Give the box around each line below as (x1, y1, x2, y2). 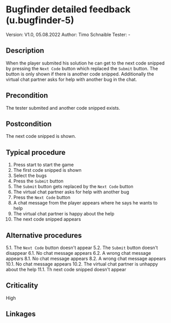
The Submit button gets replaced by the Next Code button (13, 184, 134, 190)
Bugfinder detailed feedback (6, 4, 130, 15)
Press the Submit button (13, 178, 64, 184)
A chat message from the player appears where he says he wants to (13, 200, 158, 206)
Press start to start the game (13, 161, 74, 168)
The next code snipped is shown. (6, 133, 77, 139)
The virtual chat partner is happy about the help (13, 211, 115, 217)
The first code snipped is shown (13, 167, 82, 173)
